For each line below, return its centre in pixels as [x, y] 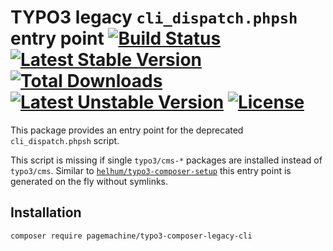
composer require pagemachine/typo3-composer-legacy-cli [131, 236]
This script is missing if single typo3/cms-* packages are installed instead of [166, 160]
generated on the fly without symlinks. [89, 181]
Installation [46, 212]
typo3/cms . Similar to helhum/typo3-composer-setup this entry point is [151, 170]
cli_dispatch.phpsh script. [65, 140]
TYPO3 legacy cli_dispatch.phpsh [154, 17]
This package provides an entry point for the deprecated [127, 130]
